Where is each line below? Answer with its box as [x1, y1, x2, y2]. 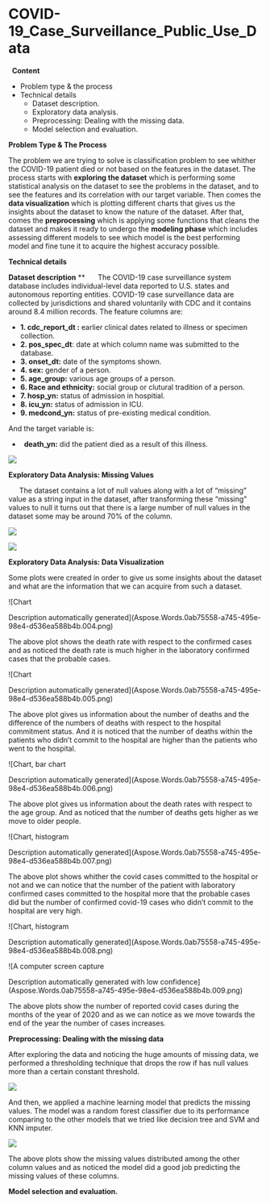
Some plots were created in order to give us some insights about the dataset [8, 572, 262, 582]
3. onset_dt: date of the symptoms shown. [19, 356, 162, 366]
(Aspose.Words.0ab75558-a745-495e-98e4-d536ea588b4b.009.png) [8, 985, 243, 995]
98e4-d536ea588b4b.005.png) [8, 693, 114, 703]
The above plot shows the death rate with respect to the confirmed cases [8, 636, 252, 646]
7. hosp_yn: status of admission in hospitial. [19, 390, 165, 400]
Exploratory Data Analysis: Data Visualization [8, 557, 164, 567]
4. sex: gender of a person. [19, 364, 111, 375]
